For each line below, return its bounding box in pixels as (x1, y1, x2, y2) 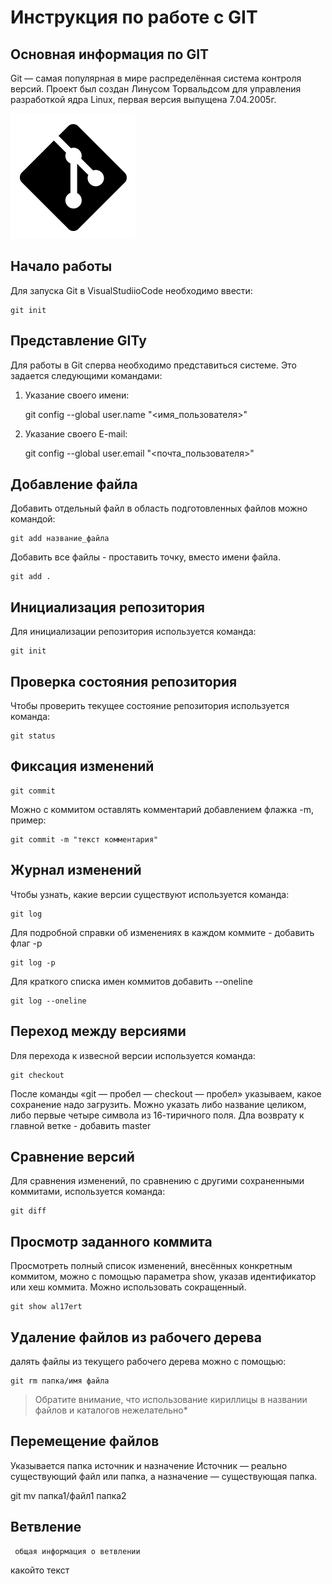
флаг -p (10, 937, 43, 949)
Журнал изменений (10, 862, 142, 879)
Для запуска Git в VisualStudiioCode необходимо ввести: (10, 284, 253, 296)
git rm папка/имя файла (10, 1376, 110, 1386)
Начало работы (10, 258, 113, 275)
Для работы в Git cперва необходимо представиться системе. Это (10, 359, 297, 371)
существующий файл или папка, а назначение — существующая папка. (10, 1470, 318, 1482)
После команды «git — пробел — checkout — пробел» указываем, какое (10, 1087, 322, 1100)
